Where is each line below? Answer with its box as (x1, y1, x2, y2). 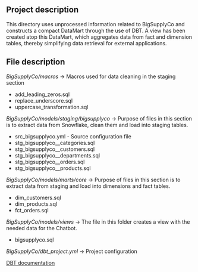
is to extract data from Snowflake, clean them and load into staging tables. (6, 121, 188, 128)
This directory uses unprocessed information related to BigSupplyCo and (6, 20, 186, 27)
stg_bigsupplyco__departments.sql (14, 152, 100, 159)
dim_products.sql (14, 200, 58, 208)
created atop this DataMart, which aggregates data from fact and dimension (6, 33, 192, 41)
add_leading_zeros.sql (14, 91, 70, 98)
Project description (6, 5, 79, 15)
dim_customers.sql (14, 194, 61, 201)
